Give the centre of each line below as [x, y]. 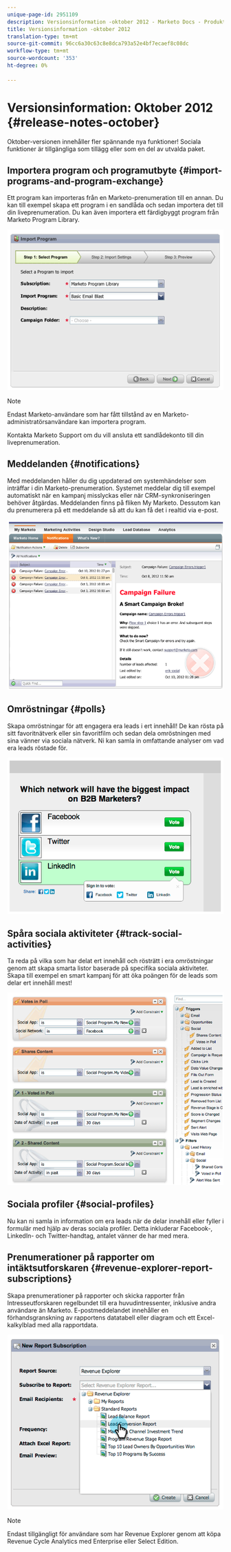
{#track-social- [149, 933]
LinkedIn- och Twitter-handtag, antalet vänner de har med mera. [98, 1236]
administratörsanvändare [42, 422]
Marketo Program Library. [44, 220]
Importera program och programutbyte [92, 170]
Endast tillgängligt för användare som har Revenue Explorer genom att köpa [114, 1533]
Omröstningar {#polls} [57, 709]
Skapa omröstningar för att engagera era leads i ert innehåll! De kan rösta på [115, 726]
